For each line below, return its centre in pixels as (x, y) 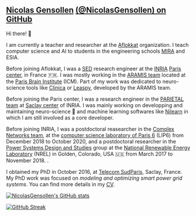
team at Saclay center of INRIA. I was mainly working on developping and (94, 105)
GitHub (19, 20)
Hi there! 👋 (19, 33)
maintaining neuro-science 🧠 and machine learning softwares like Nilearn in (97, 111)
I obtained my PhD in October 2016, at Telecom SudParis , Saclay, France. (94, 172)
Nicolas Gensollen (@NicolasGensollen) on (86, 10)
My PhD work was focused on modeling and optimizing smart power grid (94, 178)
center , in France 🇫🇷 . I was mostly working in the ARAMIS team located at (96, 75)
